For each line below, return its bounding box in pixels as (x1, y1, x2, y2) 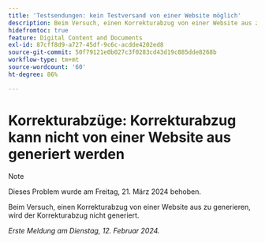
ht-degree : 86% (8, 70, 58, 78)
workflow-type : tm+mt (8, 56, 80, 64)
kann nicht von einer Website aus (8, 128, 231, 146)
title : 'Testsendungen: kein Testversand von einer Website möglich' (8, 11, 242, 20)
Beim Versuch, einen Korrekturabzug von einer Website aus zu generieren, (8, 202, 251, 211)
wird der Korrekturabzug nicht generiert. (8, 211, 140, 220)
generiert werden (8, 145, 125, 163)
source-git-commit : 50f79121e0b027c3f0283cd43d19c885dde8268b (8, 48, 217, 56)
